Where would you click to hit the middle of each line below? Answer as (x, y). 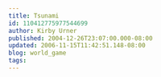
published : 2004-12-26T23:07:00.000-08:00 (80, 38)
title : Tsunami (34, 16)
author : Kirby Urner (43, 30)
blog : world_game (37, 53)
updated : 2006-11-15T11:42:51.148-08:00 (77, 46)
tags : (17, 61)
